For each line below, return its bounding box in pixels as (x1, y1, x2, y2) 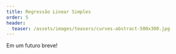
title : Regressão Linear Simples (6, 8, 91, 15)
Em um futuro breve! (6, 42, 58, 49)
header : (6, 20, 26, 26)
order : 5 (6, 14, 29, 20)
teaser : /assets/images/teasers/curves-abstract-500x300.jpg (12, 25, 171, 32)
